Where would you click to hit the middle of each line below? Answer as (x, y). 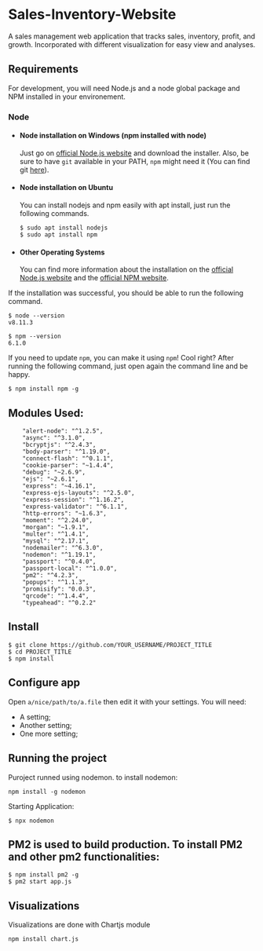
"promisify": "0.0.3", (59, 589)
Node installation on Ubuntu (66, 188)
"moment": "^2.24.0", (57, 521)
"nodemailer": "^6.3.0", (63, 548)
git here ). (34, 170)
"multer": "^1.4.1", (56, 534)
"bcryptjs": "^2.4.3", (59, 445)
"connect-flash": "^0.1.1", (68, 459)
